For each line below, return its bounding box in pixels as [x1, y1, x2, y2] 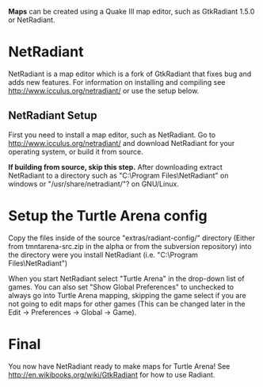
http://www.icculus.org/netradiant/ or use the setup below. [8, 86, 200, 95]
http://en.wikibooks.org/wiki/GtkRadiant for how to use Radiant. [8, 370, 215, 379]
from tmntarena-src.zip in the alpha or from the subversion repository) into [8, 241, 252, 251]
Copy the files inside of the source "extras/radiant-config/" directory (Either [8, 233, 255, 243]
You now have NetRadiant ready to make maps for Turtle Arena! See [8, 361, 231, 371]
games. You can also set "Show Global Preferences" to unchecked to [8, 282, 234, 292]
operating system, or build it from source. [8, 147, 144, 156]
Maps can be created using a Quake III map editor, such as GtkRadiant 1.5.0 [8, 7, 255, 16]
